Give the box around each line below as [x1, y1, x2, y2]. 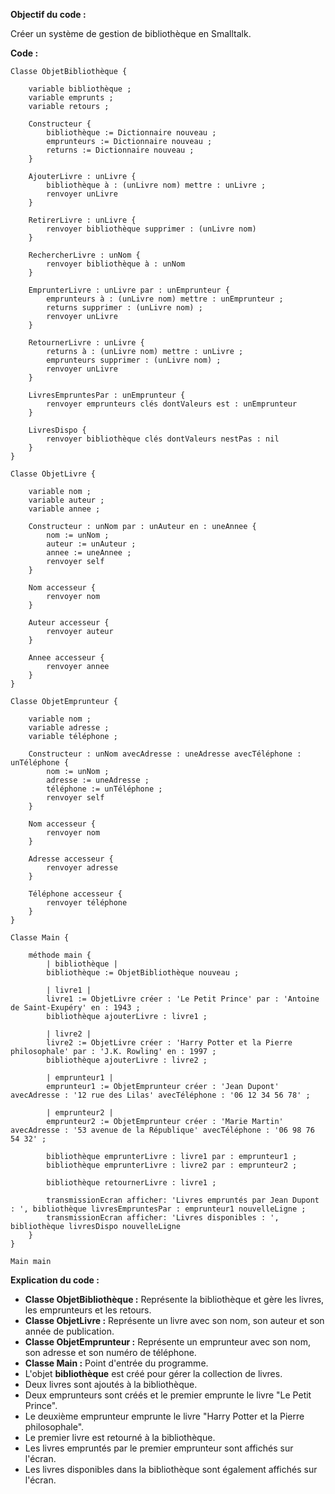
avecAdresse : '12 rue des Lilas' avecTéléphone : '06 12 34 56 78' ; [10, 1090, 311, 1100]
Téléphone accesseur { [28, 889, 123, 899]
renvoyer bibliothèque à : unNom [46, 259, 186, 269]
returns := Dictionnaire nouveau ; [46, 145, 195, 155]
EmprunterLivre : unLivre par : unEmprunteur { [28, 285, 230, 295]
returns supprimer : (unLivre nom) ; [46, 303, 203, 313]
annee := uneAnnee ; [46, 548, 132, 558]
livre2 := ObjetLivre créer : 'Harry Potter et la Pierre [46, 1038, 293, 1048]
